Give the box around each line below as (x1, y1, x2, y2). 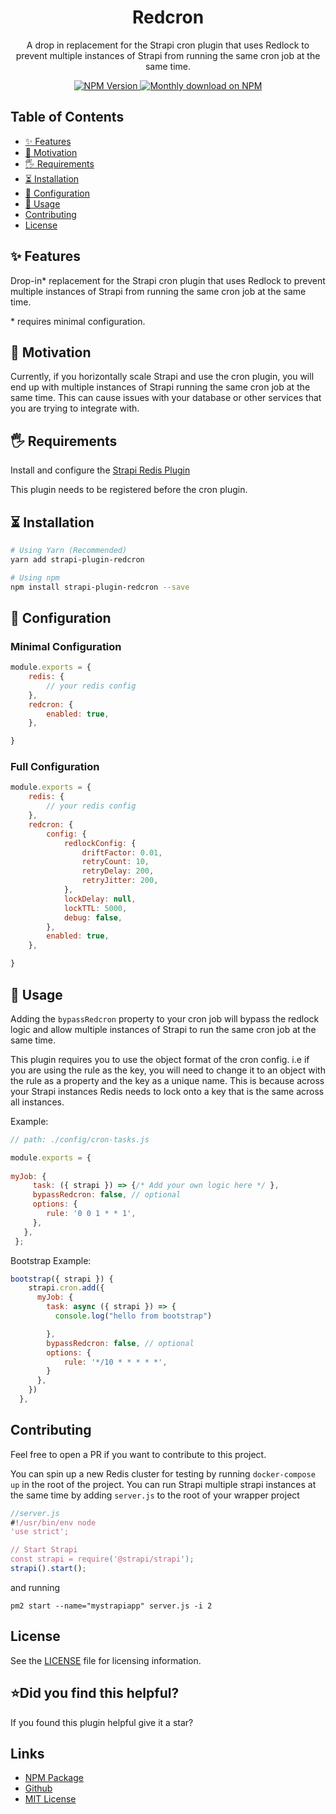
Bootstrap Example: (10, 1254, 92, 1266)
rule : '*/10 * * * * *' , (63, 1357, 168, 1367)
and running (10, 1581, 60, 1593)
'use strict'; (10, 1527, 70, 1537)
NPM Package (24, 1772, 84, 1784)
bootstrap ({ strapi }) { (10, 1274, 114, 1284)
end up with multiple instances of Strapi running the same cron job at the (10, 381, 311, 393)
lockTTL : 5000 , (63, 903, 128, 913)
